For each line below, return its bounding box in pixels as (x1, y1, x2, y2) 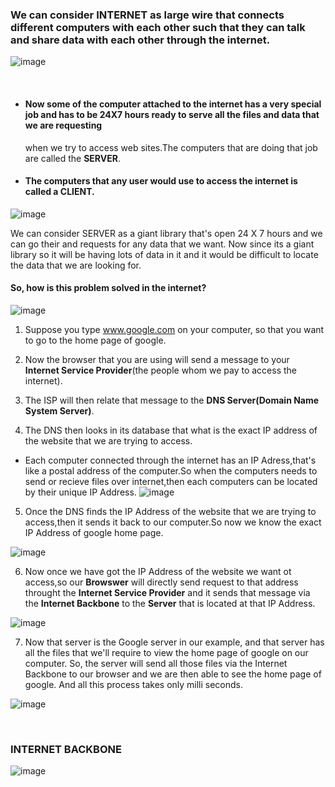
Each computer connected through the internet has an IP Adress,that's (24, 454, 317, 466)
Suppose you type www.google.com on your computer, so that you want (24, 323, 325, 335)
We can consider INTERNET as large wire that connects (10, 8, 285, 22)
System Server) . (24, 404, 95, 417)
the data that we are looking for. (10, 259, 142, 271)
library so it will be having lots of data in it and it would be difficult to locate (10, 248, 319, 260)
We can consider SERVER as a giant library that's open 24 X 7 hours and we (10, 227, 323, 239)
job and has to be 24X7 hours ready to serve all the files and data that (24, 108, 320, 120)
